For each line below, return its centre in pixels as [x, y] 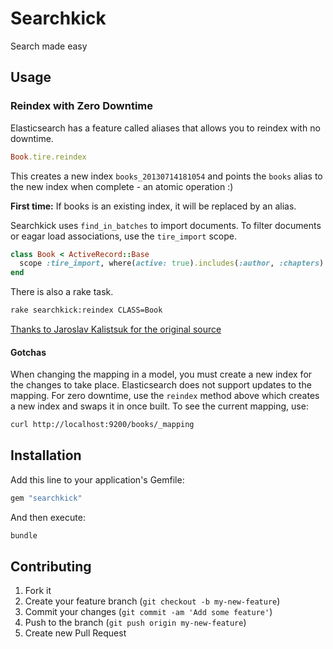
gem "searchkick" [46, 498]
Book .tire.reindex [48, 157]
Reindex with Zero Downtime [82, 106]
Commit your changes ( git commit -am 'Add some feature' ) [148, 612]
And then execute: [48, 517]
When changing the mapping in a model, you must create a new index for [161, 374]
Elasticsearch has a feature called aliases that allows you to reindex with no [165, 128]
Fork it [38, 591]
